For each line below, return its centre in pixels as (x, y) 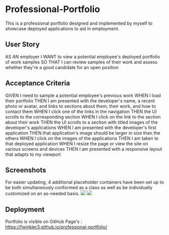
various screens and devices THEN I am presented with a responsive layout (84, 149)
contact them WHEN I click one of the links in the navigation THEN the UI (81, 111)
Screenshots (26, 170)
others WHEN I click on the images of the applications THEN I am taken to (82, 138)
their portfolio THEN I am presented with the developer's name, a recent (80, 101)
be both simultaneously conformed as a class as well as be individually (79, 188)
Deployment (25, 210)
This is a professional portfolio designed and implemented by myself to (79, 23)
